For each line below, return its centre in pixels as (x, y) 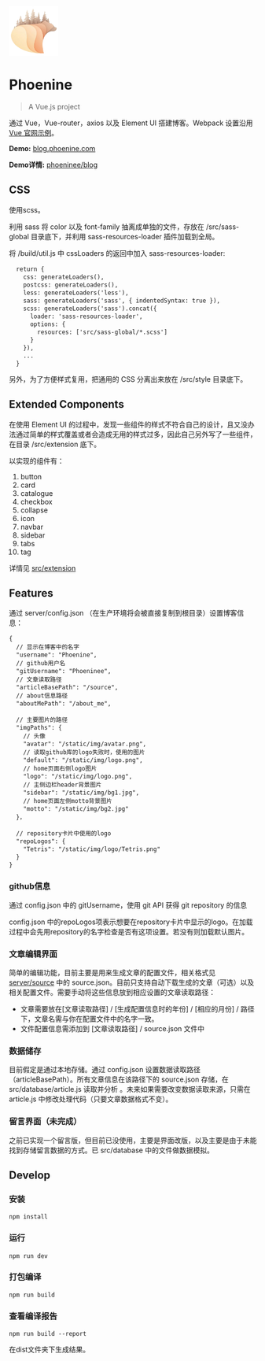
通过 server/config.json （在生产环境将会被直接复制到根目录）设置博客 (123, 613)
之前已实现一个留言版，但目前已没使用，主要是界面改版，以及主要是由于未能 (133, 1140)
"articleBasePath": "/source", (67, 688)
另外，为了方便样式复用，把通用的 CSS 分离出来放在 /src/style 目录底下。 (128, 379)
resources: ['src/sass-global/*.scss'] (103, 332)
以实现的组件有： (37, 460)
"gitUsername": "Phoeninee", (64, 671)
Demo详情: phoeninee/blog (53, 165)
